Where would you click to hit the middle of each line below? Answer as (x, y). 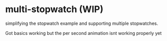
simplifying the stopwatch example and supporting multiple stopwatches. (82, 23)
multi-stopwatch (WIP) (54, 9)
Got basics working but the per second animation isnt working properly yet (83, 33)
